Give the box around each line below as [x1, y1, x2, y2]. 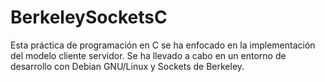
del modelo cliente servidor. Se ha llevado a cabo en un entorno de [10, 49, 287, 61]
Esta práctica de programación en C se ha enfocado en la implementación [10, 39, 316, 51]
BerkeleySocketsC [10, 6, 168, 29]
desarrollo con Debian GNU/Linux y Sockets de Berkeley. [10, 60, 245, 72]
